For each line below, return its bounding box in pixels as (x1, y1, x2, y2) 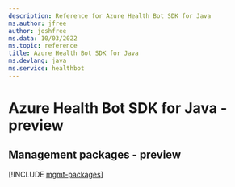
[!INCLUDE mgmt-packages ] (8, 169, 103, 179)
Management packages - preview (8, 148, 182, 162)
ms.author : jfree (8, 19, 67, 27)
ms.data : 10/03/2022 (8, 34, 78, 43)
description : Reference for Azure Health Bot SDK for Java (8, 11, 212, 20)
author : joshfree (8, 27, 67, 35)
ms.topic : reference (8, 42, 78, 50)
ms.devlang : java (8, 57, 67, 65)
